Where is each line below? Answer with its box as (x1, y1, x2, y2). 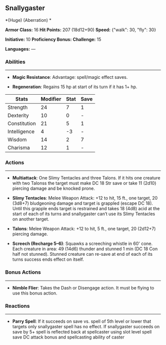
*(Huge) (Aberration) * (5, 17, 52, 23)
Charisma (7, 144, 30, 151)
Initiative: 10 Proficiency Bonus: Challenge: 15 (5, 36, 101, 42)
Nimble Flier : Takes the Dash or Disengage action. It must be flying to (12, 285, 155, 290)
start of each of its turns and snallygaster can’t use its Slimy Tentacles (12, 211, 156, 217)
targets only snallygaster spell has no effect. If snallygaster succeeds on (12, 324, 160, 329)
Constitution (7, 120, 36, 127)
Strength (7, 104, 28, 111)
